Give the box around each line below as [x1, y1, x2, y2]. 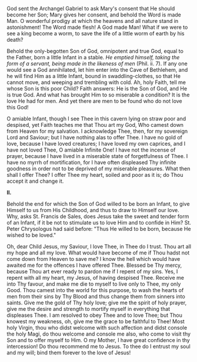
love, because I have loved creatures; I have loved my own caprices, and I [6, 140, 186, 147]
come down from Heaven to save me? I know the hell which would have [6, 256, 181, 262]
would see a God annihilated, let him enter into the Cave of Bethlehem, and [6, 66, 188, 73]
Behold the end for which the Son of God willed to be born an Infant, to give [6, 200, 190, 207]
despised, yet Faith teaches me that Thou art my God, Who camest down [6, 122, 184, 128]
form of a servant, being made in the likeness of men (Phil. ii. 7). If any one [6, 60, 188, 67]
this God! [6, 104, 29, 110]
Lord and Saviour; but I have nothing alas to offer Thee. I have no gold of [6, 134, 183, 140]
